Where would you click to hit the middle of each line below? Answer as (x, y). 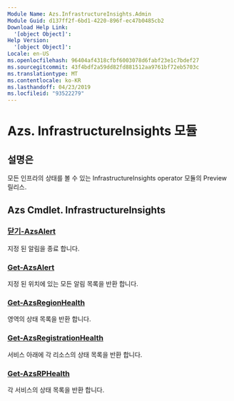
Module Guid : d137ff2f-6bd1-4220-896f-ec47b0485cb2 (86, 21)
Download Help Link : (38, 27)
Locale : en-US (29, 54)
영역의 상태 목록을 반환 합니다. (49, 319)
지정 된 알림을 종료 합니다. (44, 248)
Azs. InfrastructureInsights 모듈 (102, 131)
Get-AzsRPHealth (39, 373)
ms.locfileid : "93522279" (46, 93)
